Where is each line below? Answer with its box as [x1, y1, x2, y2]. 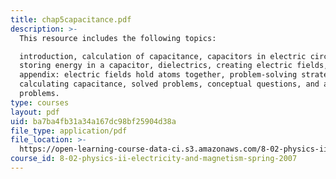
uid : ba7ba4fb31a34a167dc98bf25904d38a [10, 116, 177, 126]
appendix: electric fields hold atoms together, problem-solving [19, 70, 298, 80]
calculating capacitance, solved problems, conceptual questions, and [19, 79, 320, 90]
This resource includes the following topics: [19, 33, 217, 43]
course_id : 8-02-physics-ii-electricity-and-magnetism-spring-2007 [10, 154, 298, 164]
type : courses [10, 97, 70, 108]
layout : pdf [10, 107, 60, 117]
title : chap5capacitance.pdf [10, 14, 132, 25]
